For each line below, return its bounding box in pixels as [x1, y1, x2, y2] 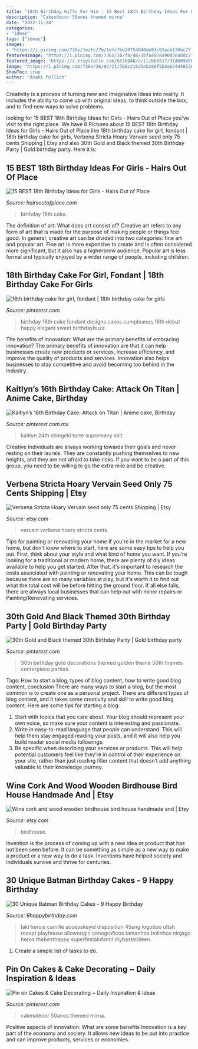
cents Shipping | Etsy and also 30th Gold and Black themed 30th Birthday [6, 140, 184, 147]
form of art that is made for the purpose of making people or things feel [6, 228, 180, 235]
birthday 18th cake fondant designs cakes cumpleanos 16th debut [20, 318, 180, 325]
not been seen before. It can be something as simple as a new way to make [6, 846, 190, 853]
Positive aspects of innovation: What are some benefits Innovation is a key [6, 1023, 187, 1030]
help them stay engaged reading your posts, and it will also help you [14, 732, 181, 740]
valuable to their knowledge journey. [14, 764, 103, 771]
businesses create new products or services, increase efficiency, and [6, 348, 175, 355]
